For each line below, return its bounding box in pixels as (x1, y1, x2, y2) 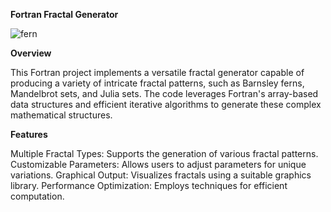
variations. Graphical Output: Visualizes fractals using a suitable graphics (10, 169, 312, 181)
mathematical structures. (10, 109, 113, 121)
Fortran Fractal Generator (10, 9, 119, 20)
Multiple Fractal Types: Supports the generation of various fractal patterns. (10, 148, 319, 159)
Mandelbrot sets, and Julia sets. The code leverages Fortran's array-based (10, 88, 319, 99)
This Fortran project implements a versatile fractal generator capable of (10, 67, 305, 78)
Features (10, 129, 48, 140)
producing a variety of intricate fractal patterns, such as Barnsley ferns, (10, 77, 305, 89)
